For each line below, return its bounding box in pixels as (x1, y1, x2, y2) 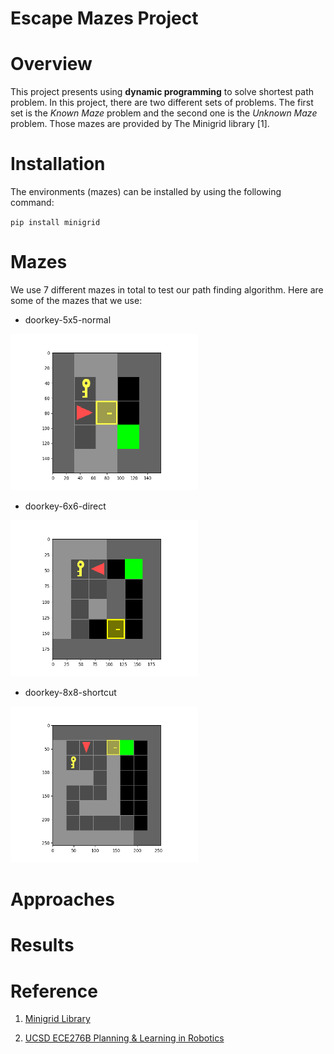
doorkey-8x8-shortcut (24, 687, 117, 698)
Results (10, 934, 75, 957)
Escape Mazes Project (10, 7, 199, 30)
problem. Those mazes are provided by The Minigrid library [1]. (10, 118, 270, 130)
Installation (10, 153, 106, 176)
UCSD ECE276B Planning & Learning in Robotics (24, 1032, 225, 1044)
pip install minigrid (10, 218, 101, 228)
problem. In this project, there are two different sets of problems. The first (10, 97, 314, 109)
